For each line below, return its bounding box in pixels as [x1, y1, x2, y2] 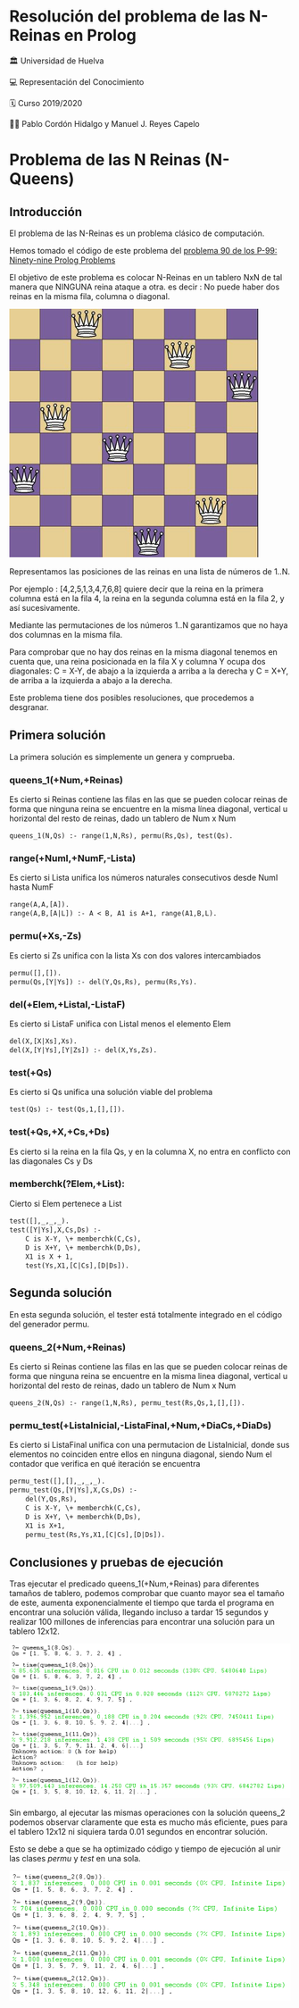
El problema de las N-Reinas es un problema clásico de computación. [9, 228, 265, 238]
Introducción [9, 204, 83, 220]
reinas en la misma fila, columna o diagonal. [9, 290, 170, 301]
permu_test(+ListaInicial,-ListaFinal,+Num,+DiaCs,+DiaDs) [9, 1418, 272, 1431]
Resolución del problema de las [9, 6, 245, 27]
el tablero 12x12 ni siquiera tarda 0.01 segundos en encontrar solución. [9, 1827, 268, 1837]
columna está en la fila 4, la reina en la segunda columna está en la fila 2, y [9, 592, 285, 604]
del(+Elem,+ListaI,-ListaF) [9, 998, 126, 1010]
